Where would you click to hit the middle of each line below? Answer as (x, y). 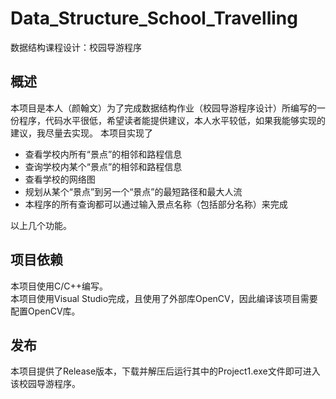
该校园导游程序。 (45, 384)
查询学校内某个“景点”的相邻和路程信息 (103, 166)
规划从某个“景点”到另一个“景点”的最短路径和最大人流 (133, 191)
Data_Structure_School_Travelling (154, 18)
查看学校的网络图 (60, 179)
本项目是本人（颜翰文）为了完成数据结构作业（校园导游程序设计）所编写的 (163, 108)
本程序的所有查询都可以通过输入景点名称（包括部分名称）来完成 (156, 204)
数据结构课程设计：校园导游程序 (76, 47)
